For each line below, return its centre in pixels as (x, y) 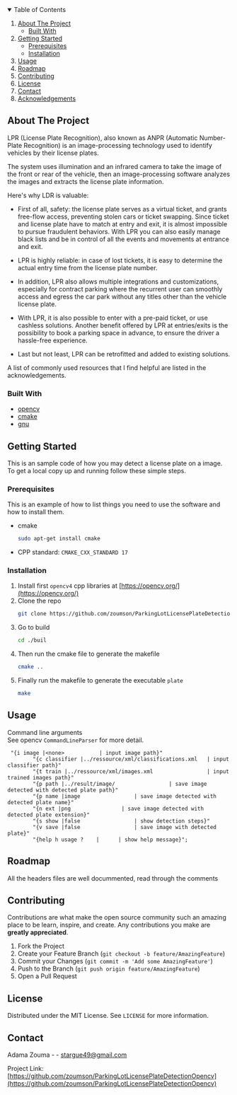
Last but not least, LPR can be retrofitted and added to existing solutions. (124, 354)
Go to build (34, 627)
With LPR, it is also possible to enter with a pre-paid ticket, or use (113, 318)
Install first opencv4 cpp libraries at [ (69, 586)
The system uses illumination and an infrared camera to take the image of (115, 166)
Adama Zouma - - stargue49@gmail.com (67, 1055)
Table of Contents (40, 10)
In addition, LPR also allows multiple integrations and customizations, (118, 282)
